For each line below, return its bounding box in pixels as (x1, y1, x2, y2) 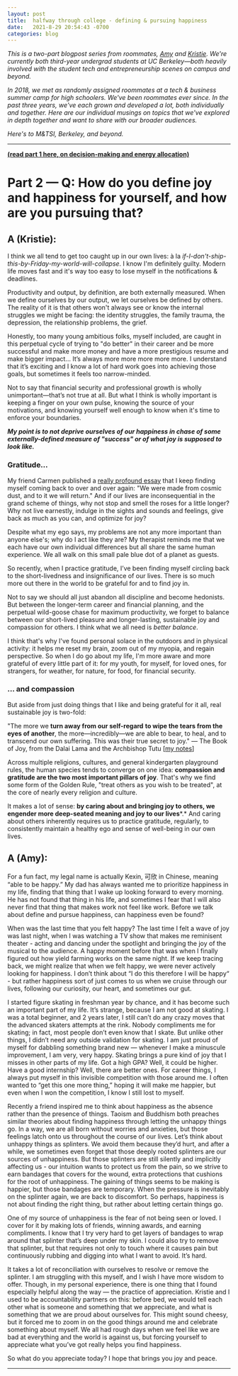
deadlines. (7, 274, 38, 283)
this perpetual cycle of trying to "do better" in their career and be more (7, 339, 214, 348)
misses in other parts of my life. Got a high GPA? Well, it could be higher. (7, 1058, 218, 1066)
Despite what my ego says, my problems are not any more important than (7, 527, 222, 536)
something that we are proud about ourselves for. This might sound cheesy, (7, 1310, 228, 1319)
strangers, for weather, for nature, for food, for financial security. (7, 667, 196, 675)
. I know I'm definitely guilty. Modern (119, 259, 226, 268)
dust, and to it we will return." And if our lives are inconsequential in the (7, 491, 215, 500)
